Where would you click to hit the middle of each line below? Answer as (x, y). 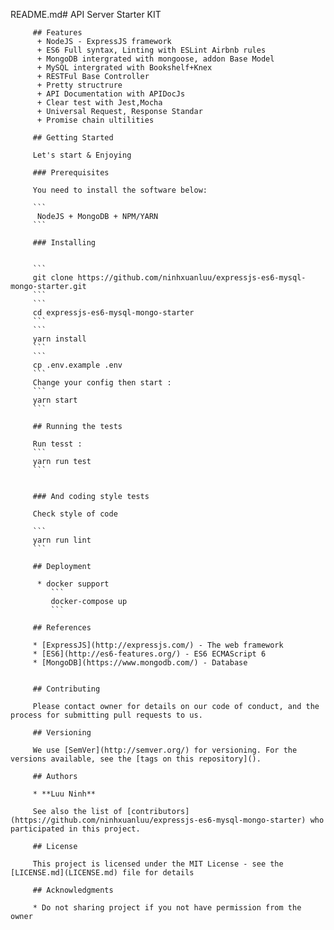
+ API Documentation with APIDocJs (111, 94)
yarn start (55, 400)
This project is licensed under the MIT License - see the (158, 864)
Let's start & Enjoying (82, 155)
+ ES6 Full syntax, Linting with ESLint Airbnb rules (151, 50)
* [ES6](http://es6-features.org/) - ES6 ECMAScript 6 (149, 654)
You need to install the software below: (120, 190)
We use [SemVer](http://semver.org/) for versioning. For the (165, 750)
